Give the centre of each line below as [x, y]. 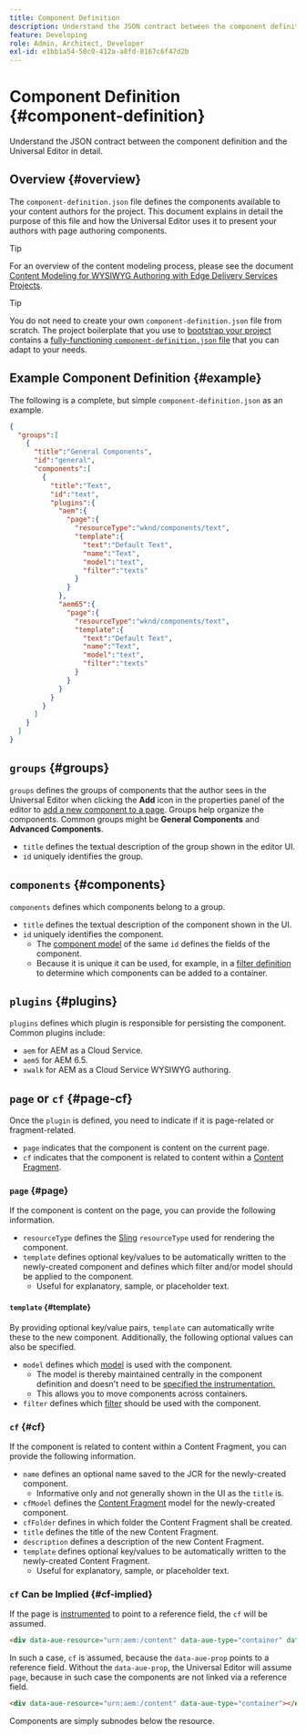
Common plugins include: [57, 1033]
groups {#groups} [60, 768]
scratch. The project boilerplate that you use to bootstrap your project [140, 330]
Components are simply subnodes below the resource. [112, 1721]
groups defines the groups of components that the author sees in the [138, 790]
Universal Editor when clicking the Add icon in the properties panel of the [147, 800]
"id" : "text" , [75, 494]
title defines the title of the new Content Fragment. [120, 1532]
